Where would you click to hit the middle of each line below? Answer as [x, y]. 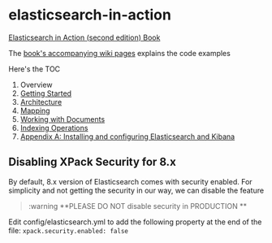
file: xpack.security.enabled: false [68, 230]
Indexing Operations [54, 128]
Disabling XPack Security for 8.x [92, 162]
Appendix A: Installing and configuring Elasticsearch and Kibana [127, 137]
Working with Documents [63, 119]
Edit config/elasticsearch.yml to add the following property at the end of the [135, 222]
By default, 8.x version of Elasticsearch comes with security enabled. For [131, 181]
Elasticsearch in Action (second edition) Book [84, 37]
